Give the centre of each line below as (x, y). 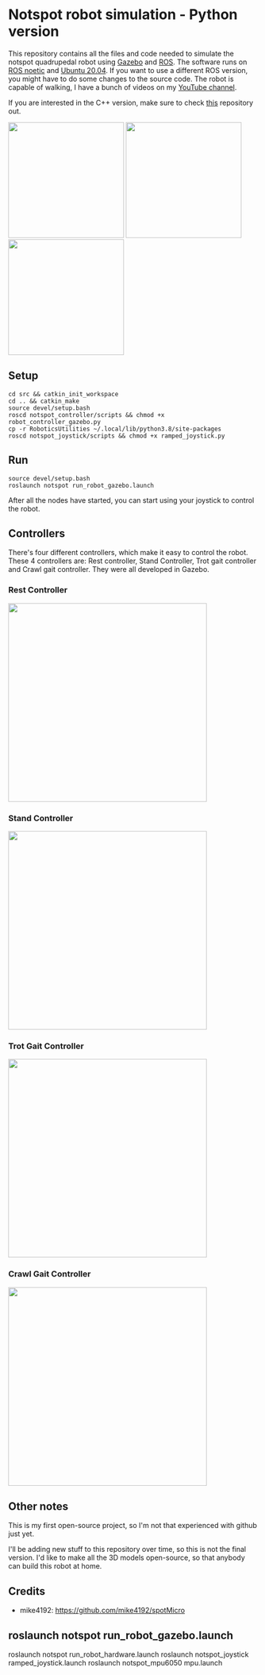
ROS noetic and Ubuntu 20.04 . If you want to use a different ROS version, (128, 70)
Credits (27, 1591)
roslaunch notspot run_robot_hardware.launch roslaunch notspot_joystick (129, 1654)
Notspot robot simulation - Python (123, 15)
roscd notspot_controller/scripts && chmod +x (86, 415)
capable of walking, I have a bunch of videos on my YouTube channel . (123, 87)
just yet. (21, 1534)
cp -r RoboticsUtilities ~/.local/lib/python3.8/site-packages (115, 429)
